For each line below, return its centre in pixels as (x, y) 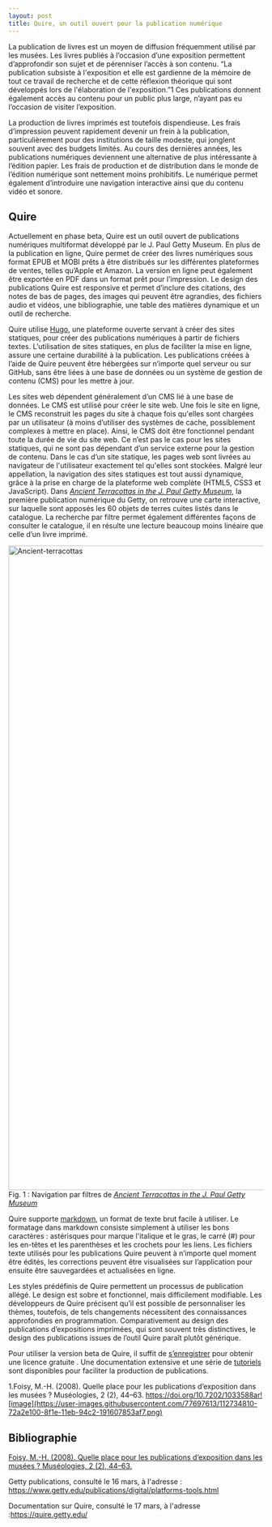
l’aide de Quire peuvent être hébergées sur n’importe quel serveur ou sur (130, 364)
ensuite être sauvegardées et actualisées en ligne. (92, 1271)
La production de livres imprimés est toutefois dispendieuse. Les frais (125, 122)
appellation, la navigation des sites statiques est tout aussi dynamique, (126, 474)
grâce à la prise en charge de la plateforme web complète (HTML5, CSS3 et (135, 483)
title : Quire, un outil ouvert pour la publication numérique (115, 23)
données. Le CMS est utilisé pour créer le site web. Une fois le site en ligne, (134, 405)
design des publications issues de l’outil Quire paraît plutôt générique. (125, 1338)
